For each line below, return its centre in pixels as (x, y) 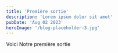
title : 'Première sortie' (37, 11)
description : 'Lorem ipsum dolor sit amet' (60, 17)
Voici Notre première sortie (38, 44)
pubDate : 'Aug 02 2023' (35, 22)
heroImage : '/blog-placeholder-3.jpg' (53, 28)
